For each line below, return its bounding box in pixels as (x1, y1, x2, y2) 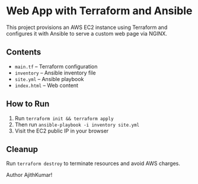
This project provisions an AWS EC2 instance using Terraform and (6, 24, 168, 31)
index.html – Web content (14, 82, 79, 89)
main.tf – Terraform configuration (14, 63, 98, 70)
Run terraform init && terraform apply (14, 114, 114, 122)
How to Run (6, 99, 50, 109)
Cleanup (6, 144, 39, 154)
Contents (6, 47, 41, 57)
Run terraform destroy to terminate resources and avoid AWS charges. (6, 160, 181, 167)
